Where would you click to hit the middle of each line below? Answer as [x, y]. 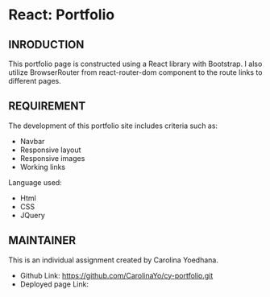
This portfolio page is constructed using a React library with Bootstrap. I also [135, 64]
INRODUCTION [46, 45]
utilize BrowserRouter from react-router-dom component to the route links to [135, 72]
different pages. [35, 81]
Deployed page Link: [54, 284]
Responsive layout [50, 150]
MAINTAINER [42, 240]
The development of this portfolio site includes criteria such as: [113, 126]
